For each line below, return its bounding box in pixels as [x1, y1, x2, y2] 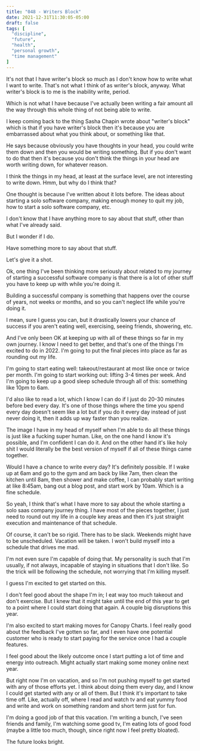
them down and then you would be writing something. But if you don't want [6, 148, 192, 156]
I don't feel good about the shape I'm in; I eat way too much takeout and [6, 591, 183, 598]
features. [6, 641, 29, 648]
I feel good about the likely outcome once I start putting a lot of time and [6, 652, 184, 659]
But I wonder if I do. [6, 233, 55, 240]
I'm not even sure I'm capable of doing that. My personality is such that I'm [6, 555, 190, 563]
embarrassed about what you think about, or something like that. [6, 130, 165, 138]
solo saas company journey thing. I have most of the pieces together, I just [6, 506, 189, 513]
